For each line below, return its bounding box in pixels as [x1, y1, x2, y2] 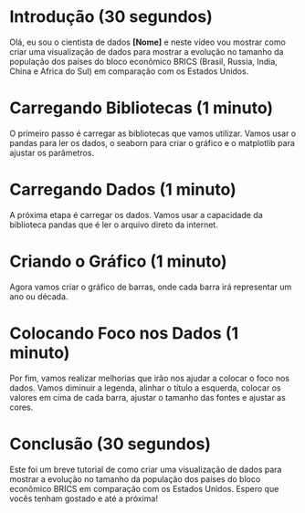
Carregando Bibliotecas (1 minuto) [9, 98, 274, 119]
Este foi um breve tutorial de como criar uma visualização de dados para [9, 464, 282, 475]
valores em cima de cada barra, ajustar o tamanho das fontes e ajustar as [9, 392, 286, 403]
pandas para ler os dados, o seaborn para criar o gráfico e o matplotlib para [9, 137, 295, 148]
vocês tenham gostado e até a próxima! [9, 493, 158, 504]
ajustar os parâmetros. [9, 147, 94, 158]
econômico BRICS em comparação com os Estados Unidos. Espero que [9, 483, 279, 494]
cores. [9, 402, 34, 413]
